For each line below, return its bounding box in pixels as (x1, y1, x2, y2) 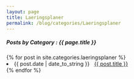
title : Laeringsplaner (6, 14, 64, 21)
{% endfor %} (6, 67, 41, 74)
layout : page (6, 8, 40, 15)
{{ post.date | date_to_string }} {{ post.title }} (14, 60, 129, 68)
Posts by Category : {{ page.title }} (6, 39, 96, 46)
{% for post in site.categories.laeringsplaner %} (6, 54, 126, 61)
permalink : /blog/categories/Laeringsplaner (6, 20, 121, 26)
